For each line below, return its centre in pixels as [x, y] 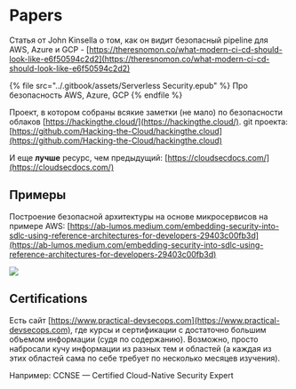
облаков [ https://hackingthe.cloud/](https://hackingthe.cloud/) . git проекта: [149, 122]
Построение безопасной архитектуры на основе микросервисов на [139, 216]
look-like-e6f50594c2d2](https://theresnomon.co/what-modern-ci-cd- [140, 59]
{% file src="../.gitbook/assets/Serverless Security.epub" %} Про [129, 85]
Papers [36, 16]
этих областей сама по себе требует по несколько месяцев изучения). [145, 358]
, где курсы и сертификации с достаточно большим [168, 329]
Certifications [48, 299]
